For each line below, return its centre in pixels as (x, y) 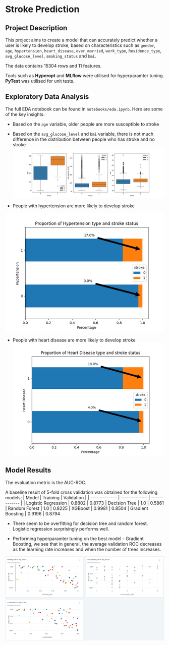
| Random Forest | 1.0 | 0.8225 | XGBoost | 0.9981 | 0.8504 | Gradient (77, 508)
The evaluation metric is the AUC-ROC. (46, 482)
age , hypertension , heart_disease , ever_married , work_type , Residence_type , (83, 51)
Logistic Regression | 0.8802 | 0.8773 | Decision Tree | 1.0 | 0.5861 (95, 503)
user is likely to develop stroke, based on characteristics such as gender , (80, 45)
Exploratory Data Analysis (47, 97)
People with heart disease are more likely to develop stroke (74, 340)
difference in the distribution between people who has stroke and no (83, 139)
